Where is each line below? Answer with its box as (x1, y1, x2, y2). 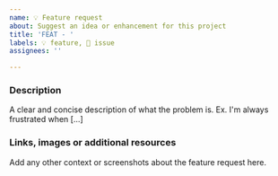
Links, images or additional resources (9, 136, 177, 149)
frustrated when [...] (9, 114, 83, 125)
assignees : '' (9, 47, 63, 56)
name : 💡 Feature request (9, 13, 103, 22)
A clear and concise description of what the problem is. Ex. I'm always (9, 104, 269, 115)
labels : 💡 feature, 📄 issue (9, 38, 115, 48)
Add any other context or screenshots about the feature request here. (9, 156, 267, 167)
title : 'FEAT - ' (9, 30, 74, 39)
